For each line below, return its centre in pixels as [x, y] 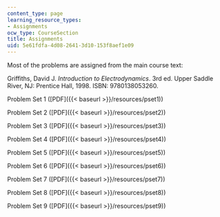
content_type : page [35, 13]
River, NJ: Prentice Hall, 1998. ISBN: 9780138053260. [83, 86]
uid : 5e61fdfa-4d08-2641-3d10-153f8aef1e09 [71, 45]
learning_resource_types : [44, 20]
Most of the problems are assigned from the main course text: [95, 65]
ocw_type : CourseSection [43, 33]
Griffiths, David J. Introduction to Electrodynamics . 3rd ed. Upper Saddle [110, 79]
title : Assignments [35, 39]
